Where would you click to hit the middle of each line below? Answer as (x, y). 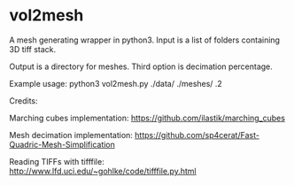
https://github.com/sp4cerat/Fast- (197, 135)
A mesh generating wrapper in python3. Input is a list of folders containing (145, 40)
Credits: (23, 100)
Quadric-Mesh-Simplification (62, 144)
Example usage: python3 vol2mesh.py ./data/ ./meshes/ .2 (116, 83)
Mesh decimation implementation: (71, 135)
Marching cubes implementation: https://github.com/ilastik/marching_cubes (147, 118)
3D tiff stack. (33, 49)
